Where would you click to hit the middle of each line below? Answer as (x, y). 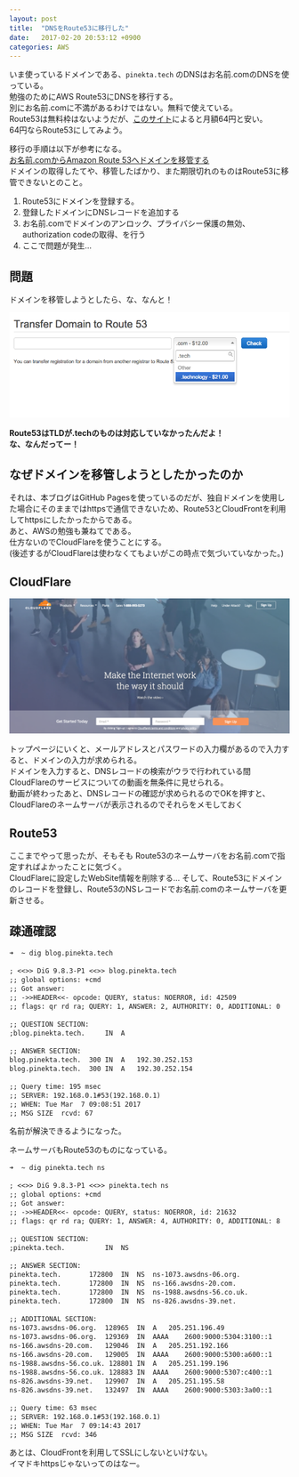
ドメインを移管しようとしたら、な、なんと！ (91, 300)
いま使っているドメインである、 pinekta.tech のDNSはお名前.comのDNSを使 (149, 75)
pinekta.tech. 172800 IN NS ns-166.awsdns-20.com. (123, 1284)
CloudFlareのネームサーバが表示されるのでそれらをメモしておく (126, 804)
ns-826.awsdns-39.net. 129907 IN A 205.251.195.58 (117, 1382)
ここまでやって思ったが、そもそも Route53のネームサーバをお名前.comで (143, 856)
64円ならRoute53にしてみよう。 (68, 130)
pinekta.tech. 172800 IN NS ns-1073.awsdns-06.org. (125, 1275)
